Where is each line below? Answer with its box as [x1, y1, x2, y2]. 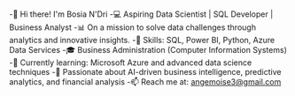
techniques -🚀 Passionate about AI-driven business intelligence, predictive [9, 67, 282, 77]
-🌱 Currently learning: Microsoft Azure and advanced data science [9, 57, 252, 68]
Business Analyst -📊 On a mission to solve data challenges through [9, 22, 257, 33]
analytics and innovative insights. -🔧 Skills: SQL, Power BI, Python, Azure [9, 35, 276, 45]
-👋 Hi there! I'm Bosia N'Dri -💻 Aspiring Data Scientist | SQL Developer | [9, 9, 274, 19]
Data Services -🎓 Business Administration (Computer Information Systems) [9, 45, 288, 55]
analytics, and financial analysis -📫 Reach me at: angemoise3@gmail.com [9, 77, 282, 87]
